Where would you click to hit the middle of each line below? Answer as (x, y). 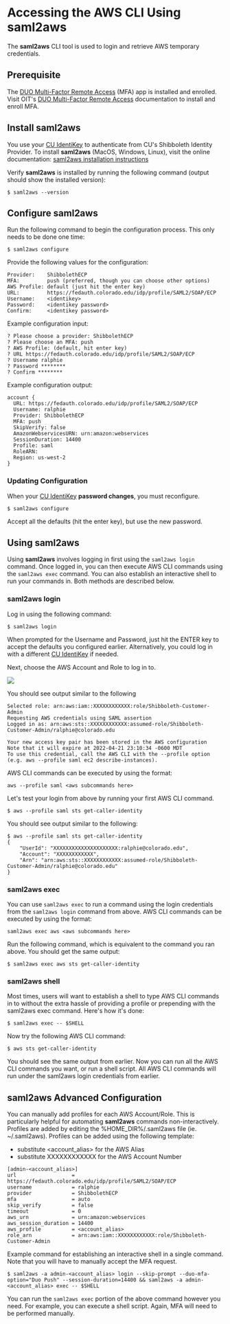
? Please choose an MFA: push (50, 342)
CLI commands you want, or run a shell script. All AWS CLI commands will (112, 1069)
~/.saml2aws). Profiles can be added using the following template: (101, 1136)
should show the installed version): (57, 179)
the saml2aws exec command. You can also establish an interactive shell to (112, 574)
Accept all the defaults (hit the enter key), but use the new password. (105, 521)
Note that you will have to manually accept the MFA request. (92, 1262)
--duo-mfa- (195, 1274)
